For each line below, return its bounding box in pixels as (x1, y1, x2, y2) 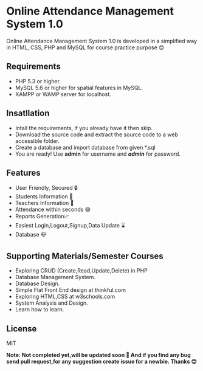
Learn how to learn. (15, 306, 64, 313)
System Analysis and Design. (15, 299, 88, 307)
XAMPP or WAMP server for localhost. (15, 90, 111, 98)
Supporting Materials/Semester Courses (6, 251, 164, 261)
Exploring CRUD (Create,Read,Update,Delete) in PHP (15, 267, 148, 274)
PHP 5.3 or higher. (15, 77, 61, 85)
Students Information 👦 (15, 193, 73, 200)
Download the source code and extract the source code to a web (15, 131, 178, 138)
